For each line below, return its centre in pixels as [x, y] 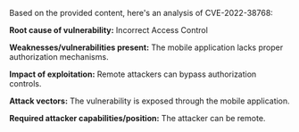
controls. [25, 83]
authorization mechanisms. [59, 57]
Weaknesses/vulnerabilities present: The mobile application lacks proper [146, 47]
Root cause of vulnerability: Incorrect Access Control [108, 30]
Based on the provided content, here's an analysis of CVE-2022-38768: [141, 13]
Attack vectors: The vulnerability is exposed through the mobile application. [149, 101]
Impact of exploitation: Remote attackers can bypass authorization [133, 74]
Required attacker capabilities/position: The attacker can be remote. [137, 118]
